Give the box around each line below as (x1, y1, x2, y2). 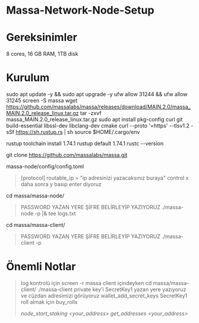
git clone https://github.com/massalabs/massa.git (6, 152, 128, 159)
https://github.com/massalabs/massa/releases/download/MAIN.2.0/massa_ (6, 103, 191, 110)
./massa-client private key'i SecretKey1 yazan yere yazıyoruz (37, 286, 187, 293)
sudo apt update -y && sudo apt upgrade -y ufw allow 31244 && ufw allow (6, 91, 188, 98)
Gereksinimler (6, 31, 77, 44)
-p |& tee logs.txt (34, 210, 76, 217)
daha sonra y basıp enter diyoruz (20, 181, 102, 188)
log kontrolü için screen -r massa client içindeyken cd (20, 280, 152, 286)
